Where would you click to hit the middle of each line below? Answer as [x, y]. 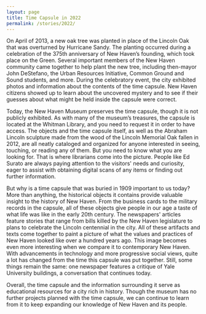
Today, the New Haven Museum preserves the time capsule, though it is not [102, 112]
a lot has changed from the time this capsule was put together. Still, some [99, 260]
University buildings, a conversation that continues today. [79, 273]
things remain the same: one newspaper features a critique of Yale [91, 267]
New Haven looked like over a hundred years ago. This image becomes [97, 240]
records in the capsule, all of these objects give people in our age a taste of [102, 208]
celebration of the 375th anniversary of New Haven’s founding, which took [101, 54]
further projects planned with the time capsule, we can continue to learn [98, 298]
